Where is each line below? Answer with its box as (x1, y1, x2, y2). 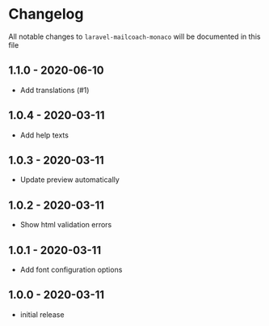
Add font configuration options (19, 265, 123, 274)
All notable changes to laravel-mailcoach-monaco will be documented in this (8, 32, 261, 41)
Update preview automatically (19, 175, 120, 184)
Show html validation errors (19, 220, 112, 230)
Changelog (8, 5, 84, 23)
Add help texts (19, 130, 69, 140)
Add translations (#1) (19, 85, 90, 95)
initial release (19, 309, 65, 320)
